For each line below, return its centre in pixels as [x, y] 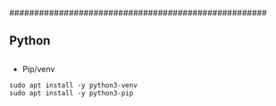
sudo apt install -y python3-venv [74, 85]
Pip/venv [38, 69]
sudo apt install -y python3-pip [71, 93]
